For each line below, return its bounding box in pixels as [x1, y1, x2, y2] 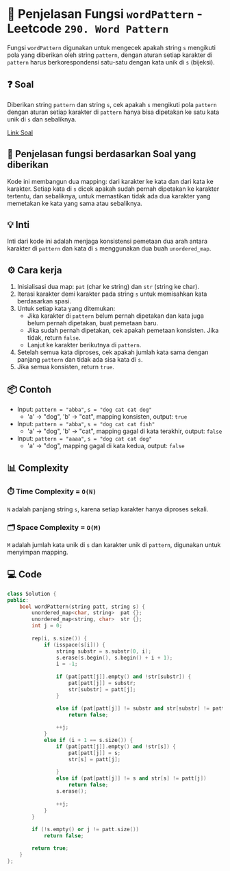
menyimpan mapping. [7, 548, 68, 556]
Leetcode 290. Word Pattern [7, 21, 169, 36]
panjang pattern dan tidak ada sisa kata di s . [16, 356, 143, 364]
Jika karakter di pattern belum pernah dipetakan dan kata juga [27, 312, 204, 320]
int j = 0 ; [31, 623, 63, 629]
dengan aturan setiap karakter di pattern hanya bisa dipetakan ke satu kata [7, 108, 220, 116]
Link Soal [7, 128, 33, 137]
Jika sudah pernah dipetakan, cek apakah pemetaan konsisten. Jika [27, 326, 219, 335]
